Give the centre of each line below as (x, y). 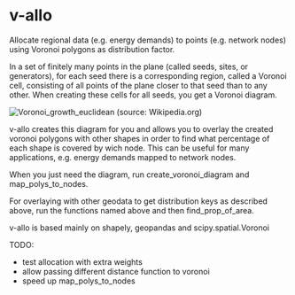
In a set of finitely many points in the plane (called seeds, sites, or (129, 66)
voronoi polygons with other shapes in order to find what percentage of (140, 138)
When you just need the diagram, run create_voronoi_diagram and (129, 175)
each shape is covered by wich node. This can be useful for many (129, 148)
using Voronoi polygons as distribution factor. (92, 49)
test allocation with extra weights (82, 261)
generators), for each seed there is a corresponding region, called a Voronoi (148, 75)
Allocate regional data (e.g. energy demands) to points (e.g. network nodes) (147, 40)
